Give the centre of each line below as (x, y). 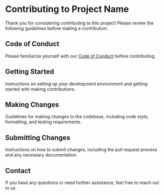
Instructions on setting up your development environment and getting (77, 84)
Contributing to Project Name (67, 9)
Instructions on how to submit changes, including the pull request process (81, 150)
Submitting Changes (38, 137)
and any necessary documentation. (42, 155)
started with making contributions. (40, 89)
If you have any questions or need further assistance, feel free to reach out (82, 183)
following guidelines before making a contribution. (57, 28)
